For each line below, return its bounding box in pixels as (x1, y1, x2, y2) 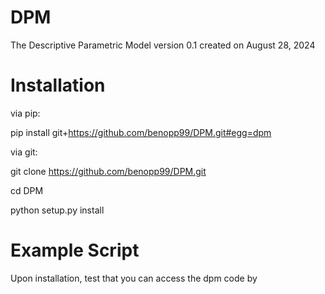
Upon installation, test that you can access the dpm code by (10, 272, 258, 284)
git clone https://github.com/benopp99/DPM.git (10, 165, 207, 177)
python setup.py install (10, 204, 105, 216)
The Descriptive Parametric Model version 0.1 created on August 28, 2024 (10, 39, 316, 51)
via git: (10, 146, 38, 158)
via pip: (10, 107, 41, 119)
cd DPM (10, 184, 44, 196)
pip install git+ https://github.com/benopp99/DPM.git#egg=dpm (10, 126, 272, 138)
